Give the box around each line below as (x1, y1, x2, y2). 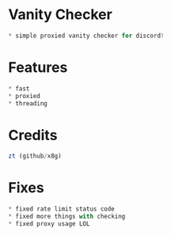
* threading (8, 99, 47, 108)
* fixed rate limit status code (8, 205, 115, 213)
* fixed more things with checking (8, 212, 126, 220)
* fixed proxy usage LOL (8, 219, 90, 227)
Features (8, 59, 68, 76)
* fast (8, 85, 30, 93)
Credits (8, 126, 58, 144)
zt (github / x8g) (8, 152, 62, 160)
